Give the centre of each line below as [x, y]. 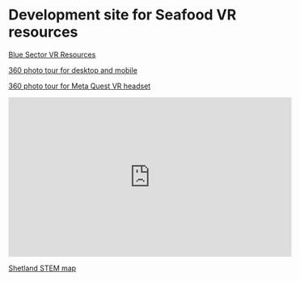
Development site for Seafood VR [123, 15]
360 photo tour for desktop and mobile [73, 70]
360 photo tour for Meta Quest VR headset [80, 86]
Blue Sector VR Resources [52, 54]
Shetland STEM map [42, 268]
